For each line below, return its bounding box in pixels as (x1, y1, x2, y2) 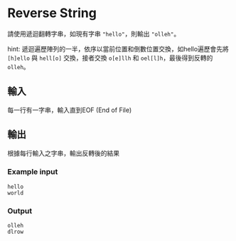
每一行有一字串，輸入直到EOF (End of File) (7, 106, 132, 114)
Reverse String (7, 5, 97, 21)
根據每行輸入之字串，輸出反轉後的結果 (7, 148, 119, 158)
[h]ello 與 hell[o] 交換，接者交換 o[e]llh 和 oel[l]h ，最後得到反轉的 (7, 53, 213, 62)
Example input (7, 167, 58, 177)
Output (7, 205, 33, 215)
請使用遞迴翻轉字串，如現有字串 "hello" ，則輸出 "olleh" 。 (7, 29, 181, 38)
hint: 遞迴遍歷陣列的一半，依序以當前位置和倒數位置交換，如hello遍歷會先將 (7, 44, 230, 53)
